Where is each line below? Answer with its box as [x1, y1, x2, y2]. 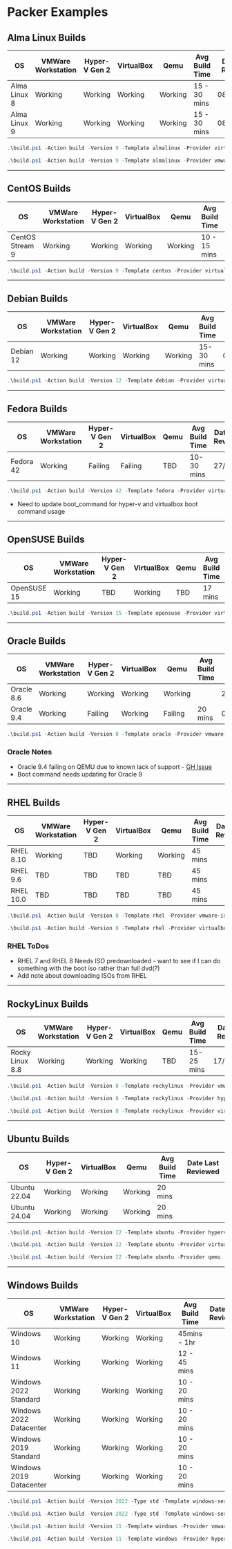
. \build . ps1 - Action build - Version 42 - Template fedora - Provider [7, 487, 206, 494]
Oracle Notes [7, 748, 52, 757]
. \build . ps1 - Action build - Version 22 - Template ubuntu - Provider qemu [7, 1254, 221, 1261]
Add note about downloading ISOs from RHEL [17, 972, 147, 980]
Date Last [186, 1158, 220, 1167]
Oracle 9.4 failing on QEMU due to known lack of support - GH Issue [17, 763, 213, 771]
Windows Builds [7, 1279, 79, 1291]
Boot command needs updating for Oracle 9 [17, 770, 143, 779]
